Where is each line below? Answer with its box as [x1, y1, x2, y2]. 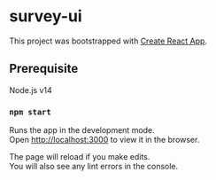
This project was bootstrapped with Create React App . [9, 35, 208, 46]
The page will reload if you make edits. [9, 152, 150, 162]
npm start [9, 106, 51, 117]
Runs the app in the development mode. [9, 125, 155, 136]
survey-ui [9, 6, 82, 27]
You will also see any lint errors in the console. [9, 161, 179, 172]
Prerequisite [9, 61, 79, 76]
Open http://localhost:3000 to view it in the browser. [9, 135, 200, 145]
